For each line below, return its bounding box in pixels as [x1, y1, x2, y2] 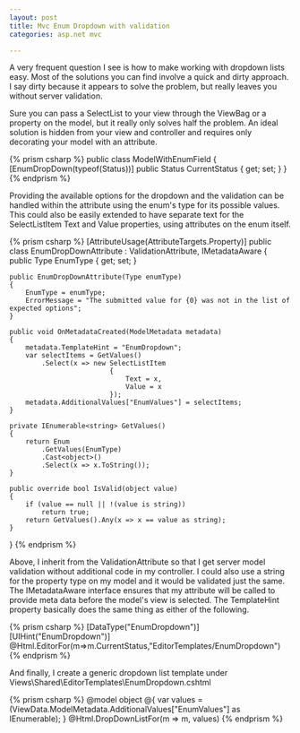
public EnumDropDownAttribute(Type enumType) [9, 272, 182, 282]
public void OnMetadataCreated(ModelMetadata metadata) [9, 328, 222, 337]
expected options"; [9, 304, 82, 314]
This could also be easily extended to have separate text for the [9, 210, 244, 220]
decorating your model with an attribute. [9, 136, 159, 148]
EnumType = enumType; [25, 289, 106, 298]
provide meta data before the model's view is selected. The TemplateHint [9, 595, 280, 606]
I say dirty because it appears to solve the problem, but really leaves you [9, 82, 278, 92]
